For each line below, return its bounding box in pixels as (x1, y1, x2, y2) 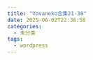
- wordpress (13, 42, 49, 49)
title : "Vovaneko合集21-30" (7, 10, 87, 17)
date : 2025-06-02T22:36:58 (7, 17, 86, 23)
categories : (7, 23, 42, 30)
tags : (7, 36, 23, 43)
